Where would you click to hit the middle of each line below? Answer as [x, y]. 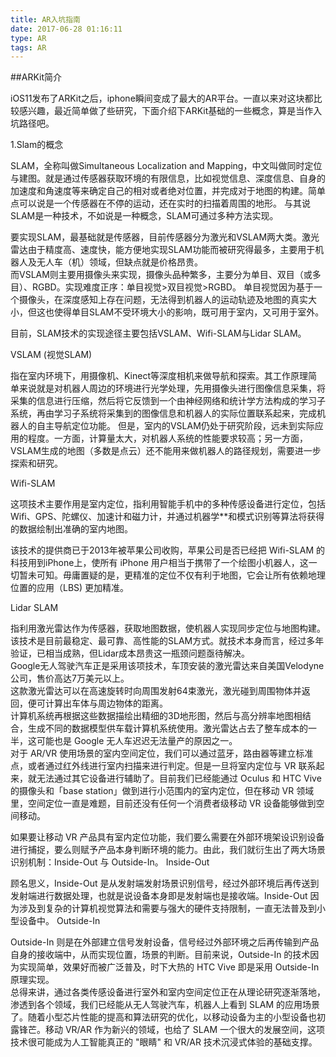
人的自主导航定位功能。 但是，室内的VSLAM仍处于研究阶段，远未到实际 [166, 426]
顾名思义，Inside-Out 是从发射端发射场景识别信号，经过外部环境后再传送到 [165, 883]
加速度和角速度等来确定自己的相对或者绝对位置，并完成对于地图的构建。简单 [168, 191]
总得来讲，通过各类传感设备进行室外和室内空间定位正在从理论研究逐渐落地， [168, 992]
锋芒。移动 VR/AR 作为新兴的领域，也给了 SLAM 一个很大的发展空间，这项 [171, 1030]
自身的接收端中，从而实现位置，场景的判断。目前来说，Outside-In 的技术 [160, 955]
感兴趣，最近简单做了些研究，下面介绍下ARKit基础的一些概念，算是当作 [166, 111]
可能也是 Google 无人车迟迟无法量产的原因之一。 [137, 741]
